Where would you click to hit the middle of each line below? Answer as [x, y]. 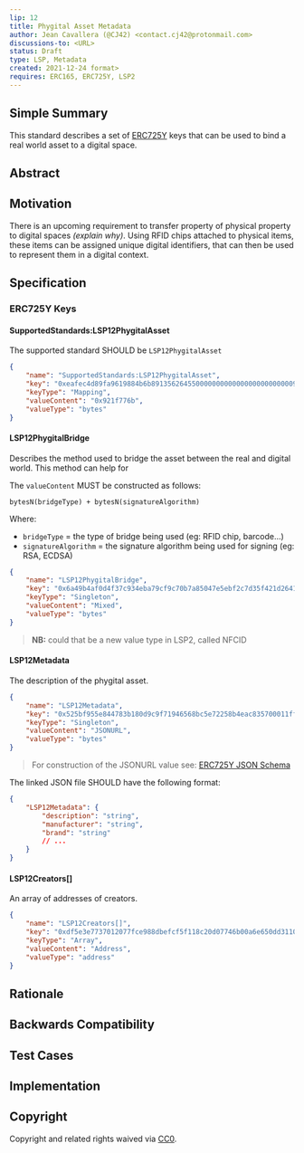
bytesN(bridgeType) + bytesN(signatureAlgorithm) [105, 502]
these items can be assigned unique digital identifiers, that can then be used [152, 244]
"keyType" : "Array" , [64, 940]
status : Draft [36, 52]
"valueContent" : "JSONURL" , [78, 731]
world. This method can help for [69, 468]
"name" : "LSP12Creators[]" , [78, 924]
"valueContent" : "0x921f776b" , [85, 400]
